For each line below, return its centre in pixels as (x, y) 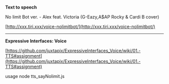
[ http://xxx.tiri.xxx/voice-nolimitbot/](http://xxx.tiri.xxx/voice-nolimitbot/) (80, 26)
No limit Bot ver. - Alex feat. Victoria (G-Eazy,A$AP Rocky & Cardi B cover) (82, 17)
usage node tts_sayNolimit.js (35, 76)
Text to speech (21, 7)
